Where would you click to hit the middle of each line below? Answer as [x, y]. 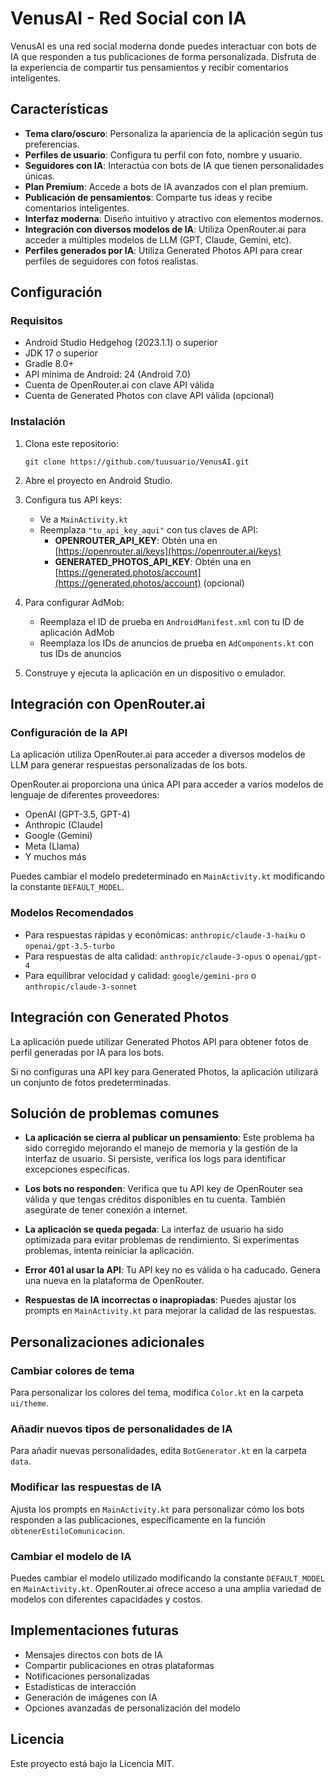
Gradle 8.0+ [49, 364]
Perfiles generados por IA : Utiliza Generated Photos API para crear [163, 250]
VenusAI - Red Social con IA [128, 18]
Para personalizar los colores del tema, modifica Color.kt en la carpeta [157, 1393]
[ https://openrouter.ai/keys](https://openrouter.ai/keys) [168, 551]
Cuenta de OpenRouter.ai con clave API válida [119, 385]
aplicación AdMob [77, 632]
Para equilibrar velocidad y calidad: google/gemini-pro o [140, 975]
